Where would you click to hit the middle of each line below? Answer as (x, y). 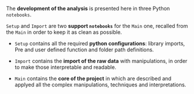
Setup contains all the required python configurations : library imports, (100, 43)
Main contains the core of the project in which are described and (93, 79)
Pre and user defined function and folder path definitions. (84, 50)
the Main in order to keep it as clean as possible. (64, 32)
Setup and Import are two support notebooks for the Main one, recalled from (97, 26)
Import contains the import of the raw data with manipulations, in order (101, 61)
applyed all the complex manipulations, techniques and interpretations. (100, 85)
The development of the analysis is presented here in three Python (88, 8)
